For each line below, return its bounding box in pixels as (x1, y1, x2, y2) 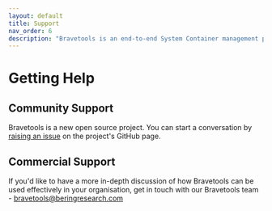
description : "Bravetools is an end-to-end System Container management (8, 34, 259, 43)
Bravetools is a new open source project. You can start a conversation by (8, 123, 253, 133)
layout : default (8, 11, 63, 20)
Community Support (8, 101, 114, 115)
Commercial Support (8, 154, 116, 168)
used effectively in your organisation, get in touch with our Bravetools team (8, 185, 259, 195)
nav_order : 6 (8, 27, 53, 35)
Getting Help (8, 70, 96, 87)
